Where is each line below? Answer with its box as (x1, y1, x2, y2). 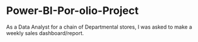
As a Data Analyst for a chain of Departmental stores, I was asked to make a (6, 23, 192, 30)
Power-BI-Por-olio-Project (6, 4, 139, 17)
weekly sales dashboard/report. (6, 29, 84, 36)
